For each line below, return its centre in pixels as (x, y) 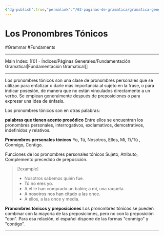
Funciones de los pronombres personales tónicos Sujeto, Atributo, (72, 154)
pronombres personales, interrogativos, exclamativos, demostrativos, (75, 125)
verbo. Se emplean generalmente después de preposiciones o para (73, 96)
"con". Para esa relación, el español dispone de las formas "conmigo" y (77, 218)
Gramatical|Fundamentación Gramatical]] (46, 66)
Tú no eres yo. (39, 183)
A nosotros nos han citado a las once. (62, 194)
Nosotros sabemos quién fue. (54, 178)
